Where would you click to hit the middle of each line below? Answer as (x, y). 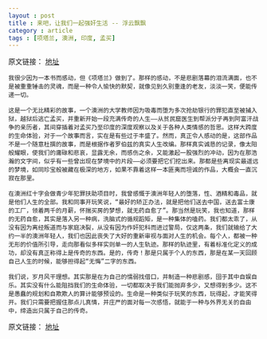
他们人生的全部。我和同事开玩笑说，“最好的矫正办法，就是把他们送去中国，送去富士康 (134, 203)
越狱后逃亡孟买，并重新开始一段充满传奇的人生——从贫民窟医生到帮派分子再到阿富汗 (136, 119)
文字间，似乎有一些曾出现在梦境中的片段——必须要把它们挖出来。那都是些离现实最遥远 (139, 162)
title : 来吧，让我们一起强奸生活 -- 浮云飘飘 (77, 23)
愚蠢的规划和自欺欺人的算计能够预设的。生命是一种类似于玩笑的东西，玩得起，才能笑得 (135, 294)
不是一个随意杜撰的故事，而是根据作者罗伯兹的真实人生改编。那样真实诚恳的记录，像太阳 (133, 144)
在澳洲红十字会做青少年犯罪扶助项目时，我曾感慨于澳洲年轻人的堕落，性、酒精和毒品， (130, 194)
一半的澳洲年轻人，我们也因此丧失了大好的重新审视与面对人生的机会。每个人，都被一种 (135, 236)
